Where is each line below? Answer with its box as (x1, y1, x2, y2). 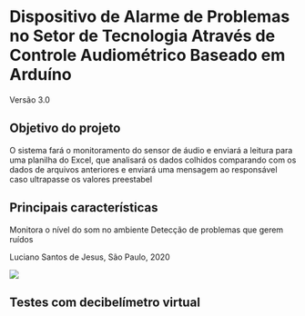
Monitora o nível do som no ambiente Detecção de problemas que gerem (9, 224, 284, 235)
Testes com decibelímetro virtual (9, 294, 200, 310)
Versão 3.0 (9, 94, 50, 105)
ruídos (9, 233, 34, 244)
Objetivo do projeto (9, 121, 121, 136)
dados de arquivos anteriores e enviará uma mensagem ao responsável (9, 163, 278, 174)
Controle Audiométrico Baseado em (9, 45, 286, 65)
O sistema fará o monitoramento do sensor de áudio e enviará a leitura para (9, 144, 293, 155)
